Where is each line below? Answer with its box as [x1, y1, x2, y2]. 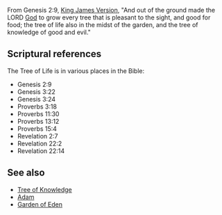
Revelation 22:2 [17, 139, 62, 148]
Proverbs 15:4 [17, 125, 58, 133]
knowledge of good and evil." [7, 28, 92, 36]
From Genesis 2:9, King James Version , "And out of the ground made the [7, 6, 216, 14]
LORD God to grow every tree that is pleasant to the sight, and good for [7, 13, 211, 22]
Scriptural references [7, 48, 102, 60]
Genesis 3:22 [17, 87, 55, 96]
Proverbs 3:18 [17, 102, 58, 111]
